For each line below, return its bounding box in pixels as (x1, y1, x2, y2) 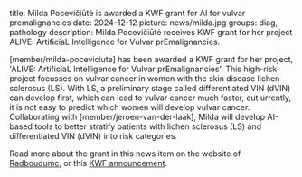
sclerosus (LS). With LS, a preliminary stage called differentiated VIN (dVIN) (9, 83, 291, 93)
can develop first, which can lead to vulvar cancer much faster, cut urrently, (9, 92, 292, 103)
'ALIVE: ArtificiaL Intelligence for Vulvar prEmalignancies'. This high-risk (9, 63, 278, 74)
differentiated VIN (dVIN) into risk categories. (9, 131, 178, 141)
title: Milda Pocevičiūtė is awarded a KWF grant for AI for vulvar (9, 8, 246, 18)
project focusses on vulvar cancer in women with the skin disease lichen (9, 73, 280, 84)
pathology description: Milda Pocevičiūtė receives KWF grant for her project (9, 27, 293, 37)
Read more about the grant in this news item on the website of (9, 148, 241, 159)
